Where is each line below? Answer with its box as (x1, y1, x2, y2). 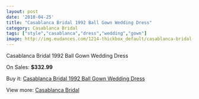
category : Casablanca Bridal (6, 25, 78, 31)
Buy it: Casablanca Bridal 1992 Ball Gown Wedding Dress (6, 75, 145, 82)
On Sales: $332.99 (6, 64, 53, 71)
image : (6, 36, 23, 42)
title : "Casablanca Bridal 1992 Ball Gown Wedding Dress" (6, 19, 152, 25)
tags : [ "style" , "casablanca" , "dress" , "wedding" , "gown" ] (6, 31, 147, 37)
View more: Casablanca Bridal (6, 87, 80, 93)
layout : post (6, 8, 38, 15)
